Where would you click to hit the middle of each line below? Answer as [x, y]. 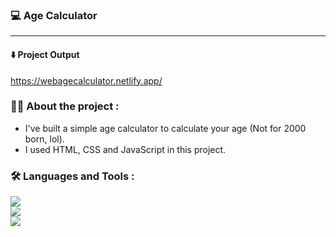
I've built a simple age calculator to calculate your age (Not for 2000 [165, 128]
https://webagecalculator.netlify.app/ [86, 80]
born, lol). [44, 139]
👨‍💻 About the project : [65, 106]
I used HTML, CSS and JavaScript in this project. [125, 149]
